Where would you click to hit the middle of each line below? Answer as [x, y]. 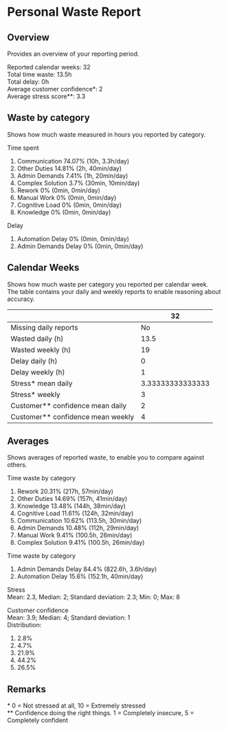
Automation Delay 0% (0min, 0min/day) [73, 238]
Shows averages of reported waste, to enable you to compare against [106, 458]
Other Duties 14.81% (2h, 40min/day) [69, 168]
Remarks [27, 689]
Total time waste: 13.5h [39, 74]
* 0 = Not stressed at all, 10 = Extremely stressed [77, 706]
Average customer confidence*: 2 [55, 89]
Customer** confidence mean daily [69, 405]
